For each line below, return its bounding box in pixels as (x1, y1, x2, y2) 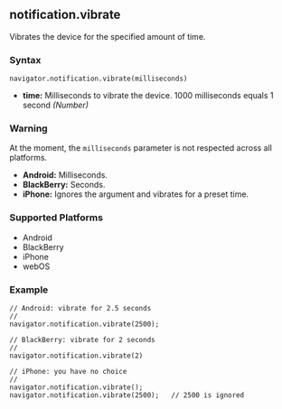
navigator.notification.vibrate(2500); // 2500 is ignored (9, 391, 245, 400)
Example (9, 284, 49, 296)
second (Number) (22, 99, 89, 111)
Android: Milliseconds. (22, 170, 108, 181)
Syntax (9, 53, 42, 66)
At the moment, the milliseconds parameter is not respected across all (9, 143, 273, 153)
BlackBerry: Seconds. (22, 180, 106, 191)
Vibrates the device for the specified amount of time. (9, 31, 206, 42)
